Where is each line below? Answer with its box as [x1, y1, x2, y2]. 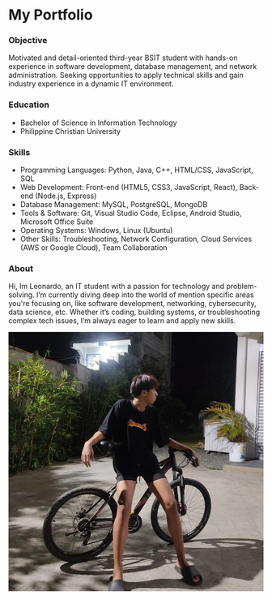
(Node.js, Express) [35, 191, 97, 201]
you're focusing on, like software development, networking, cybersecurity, [8, 299, 257, 309]
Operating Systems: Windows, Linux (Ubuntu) [19, 226, 173, 235]
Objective [8, 35, 48, 46]
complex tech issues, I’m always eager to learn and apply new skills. [8, 316, 236, 326]
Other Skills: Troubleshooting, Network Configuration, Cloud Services [19, 234, 253, 244]
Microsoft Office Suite [19, 217, 94, 227]
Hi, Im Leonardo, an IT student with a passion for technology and [8, 282, 225, 291]
